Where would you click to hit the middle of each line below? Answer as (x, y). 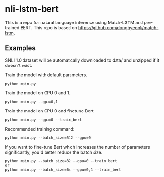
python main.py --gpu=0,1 (31, 102)
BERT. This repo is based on (49, 27)
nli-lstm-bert (32, 9)
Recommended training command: (40, 129)
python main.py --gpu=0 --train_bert (44, 120)
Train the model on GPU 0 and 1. (38, 93)
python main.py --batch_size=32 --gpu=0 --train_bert (61, 161)
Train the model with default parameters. (46, 75)
